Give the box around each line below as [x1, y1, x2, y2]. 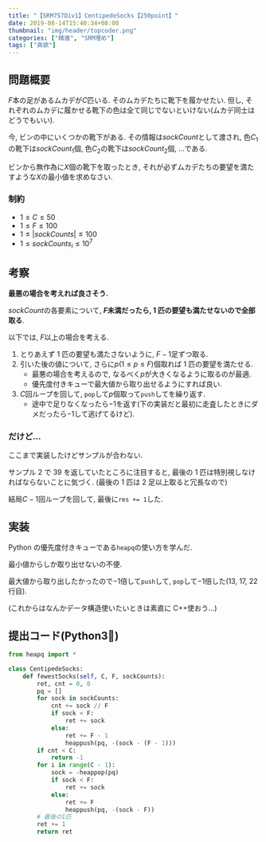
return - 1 [50, 754, 84, 762]
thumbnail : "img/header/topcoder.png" [8, 26, 137, 34]
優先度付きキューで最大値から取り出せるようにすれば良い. [31, 379, 222, 389]
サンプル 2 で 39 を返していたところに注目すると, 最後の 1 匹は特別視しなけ [8, 468, 256, 477]
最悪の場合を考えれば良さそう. [8, 288, 109, 299]
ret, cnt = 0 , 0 [37, 679, 91, 687]
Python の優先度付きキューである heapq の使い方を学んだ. [8, 542, 193, 552]
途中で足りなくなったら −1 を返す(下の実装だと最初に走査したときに [31, 399, 252, 409]
